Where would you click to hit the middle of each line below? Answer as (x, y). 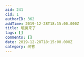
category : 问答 (20, 47)
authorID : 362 (20, 19)
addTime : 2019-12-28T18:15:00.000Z (42, 24)
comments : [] (19, 38)
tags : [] (14, 33)
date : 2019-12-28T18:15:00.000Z (39, 42)
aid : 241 (14, 10)
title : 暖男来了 (20, 28)
